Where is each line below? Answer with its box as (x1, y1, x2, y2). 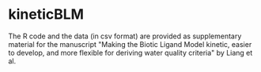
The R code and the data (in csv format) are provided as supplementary (8, 31, 242, 41)
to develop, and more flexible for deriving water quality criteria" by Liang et (8, 48, 253, 57)
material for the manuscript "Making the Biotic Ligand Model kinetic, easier (8, 39, 252, 49)
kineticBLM (8, 5, 85, 23)
